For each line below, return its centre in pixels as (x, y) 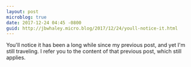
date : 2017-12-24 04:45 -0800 (44, 23)
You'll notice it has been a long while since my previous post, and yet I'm (96, 45)
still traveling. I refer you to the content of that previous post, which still (94, 52)
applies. (16, 58)
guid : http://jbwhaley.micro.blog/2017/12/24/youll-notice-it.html (92, 28)
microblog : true (26, 17)
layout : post (22, 12)
